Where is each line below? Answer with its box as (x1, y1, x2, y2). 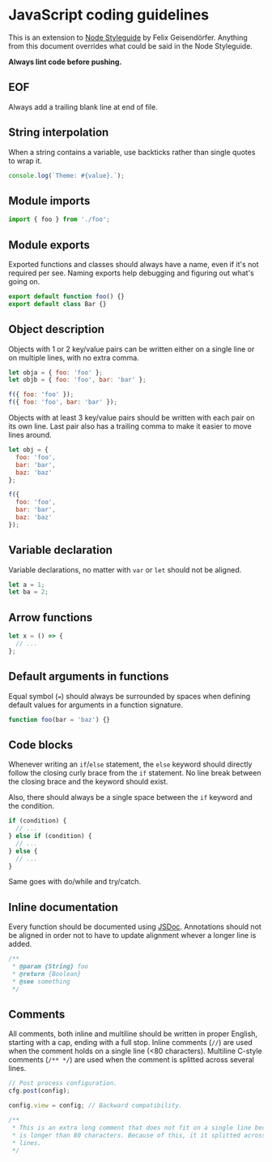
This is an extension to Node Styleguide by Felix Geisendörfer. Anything (8, 32, 249, 42)
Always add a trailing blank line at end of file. (8, 102, 158, 111)
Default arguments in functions (8, 670, 169, 684)
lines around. (8, 430, 52, 439)
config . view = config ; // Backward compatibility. (8, 1102, 183, 1110)
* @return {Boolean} (11, 970, 82, 978)
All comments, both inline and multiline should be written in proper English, (8, 1029, 257, 1039)
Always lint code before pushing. (8, 57, 122, 67)
